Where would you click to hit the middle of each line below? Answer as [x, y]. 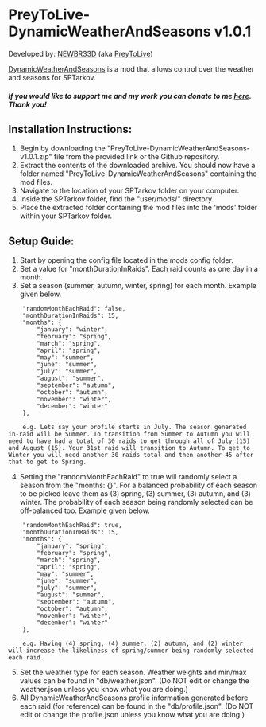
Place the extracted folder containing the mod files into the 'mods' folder [139, 208]
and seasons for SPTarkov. [52, 77]
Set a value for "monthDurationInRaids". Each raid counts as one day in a [139, 269]
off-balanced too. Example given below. [85, 510]
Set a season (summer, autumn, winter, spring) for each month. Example [138, 286]
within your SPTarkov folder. [66, 216]
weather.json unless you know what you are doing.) [104, 690]
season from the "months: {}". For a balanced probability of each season [139, 485]
